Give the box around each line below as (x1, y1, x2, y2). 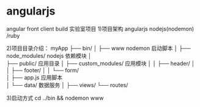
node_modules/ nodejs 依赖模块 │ (6, 52, 92, 59)
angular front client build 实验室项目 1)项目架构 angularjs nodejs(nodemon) (6, 25, 194, 32)
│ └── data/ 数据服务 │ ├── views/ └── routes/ (6, 81, 128, 89)
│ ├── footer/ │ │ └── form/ (6, 66, 80, 74)
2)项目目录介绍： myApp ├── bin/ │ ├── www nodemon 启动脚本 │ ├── (6, 44, 191, 52)
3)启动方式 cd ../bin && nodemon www (6, 94, 104, 102)
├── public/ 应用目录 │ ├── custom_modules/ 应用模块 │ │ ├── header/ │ (6, 60, 195, 67)
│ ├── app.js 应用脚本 (6, 74, 63, 81)
